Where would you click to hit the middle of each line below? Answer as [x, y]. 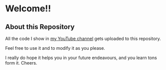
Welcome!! [28, 9]
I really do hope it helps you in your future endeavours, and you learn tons [81, 58]
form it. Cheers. [21, 63]
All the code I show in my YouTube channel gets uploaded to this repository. [83, 38]
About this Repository [40, 27]
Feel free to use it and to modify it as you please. [55, 48]
